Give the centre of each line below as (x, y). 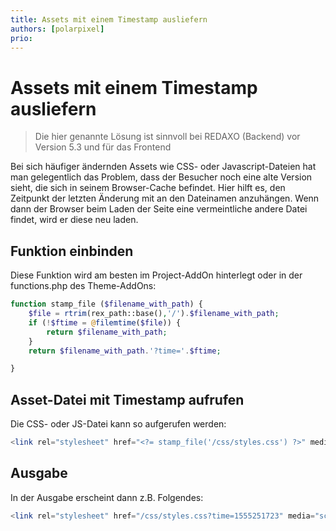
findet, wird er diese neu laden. (74, 220)
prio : (21, 38)
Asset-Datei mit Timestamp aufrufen (127, 399)
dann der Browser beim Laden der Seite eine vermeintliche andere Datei (159, 209)
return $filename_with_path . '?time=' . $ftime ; (125, 351)
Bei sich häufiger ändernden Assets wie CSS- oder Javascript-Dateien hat (163, 167)
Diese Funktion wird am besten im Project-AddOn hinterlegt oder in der (156, 275)
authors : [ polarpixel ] (57, 29)
